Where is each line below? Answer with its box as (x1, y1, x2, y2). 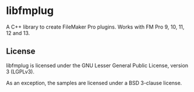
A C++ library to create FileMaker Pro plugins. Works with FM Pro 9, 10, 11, (6, 23, 185, 30)
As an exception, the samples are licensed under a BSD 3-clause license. (6, 79, 182, 86)
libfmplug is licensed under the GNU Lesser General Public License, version (6, 62, 189, 69)
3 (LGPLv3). (6, 68, 35, 75)
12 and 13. (6, 29, 30, 36)
